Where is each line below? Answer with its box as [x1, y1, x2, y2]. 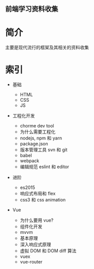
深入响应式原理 [20, 241, 51, 248]
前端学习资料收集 [5, 5, 58, 14]
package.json [20, 141, 48, 147]
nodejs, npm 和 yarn [20, 135, 62, 141]
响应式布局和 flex [20, 190, 56, 196]
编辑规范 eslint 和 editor [20, 164, 69, 170]
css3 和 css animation [20, 197, 66, 203]
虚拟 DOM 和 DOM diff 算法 [20, 248, 76, 254]
